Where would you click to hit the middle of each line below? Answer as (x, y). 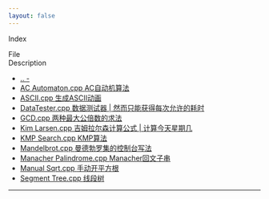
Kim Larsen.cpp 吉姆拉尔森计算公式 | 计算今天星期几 (106, 128)
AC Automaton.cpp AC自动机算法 (74, 87)
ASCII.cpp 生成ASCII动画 (60, 98)
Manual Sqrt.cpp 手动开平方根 (69, 168)
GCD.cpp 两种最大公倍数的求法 (71, 118)
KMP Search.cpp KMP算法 (64, 138)
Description (27, 63)
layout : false (32, 16)
